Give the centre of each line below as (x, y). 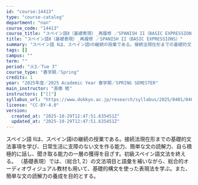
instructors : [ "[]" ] (32, 94)
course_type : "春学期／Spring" (43, 72)
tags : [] (17, 50)
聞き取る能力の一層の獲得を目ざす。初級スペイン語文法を (106, 154)
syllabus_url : (24, 99)
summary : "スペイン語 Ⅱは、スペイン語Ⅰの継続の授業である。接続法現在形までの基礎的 (97, 45)
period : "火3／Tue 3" (32, 66)
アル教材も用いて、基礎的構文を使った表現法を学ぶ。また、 (118, 168)
